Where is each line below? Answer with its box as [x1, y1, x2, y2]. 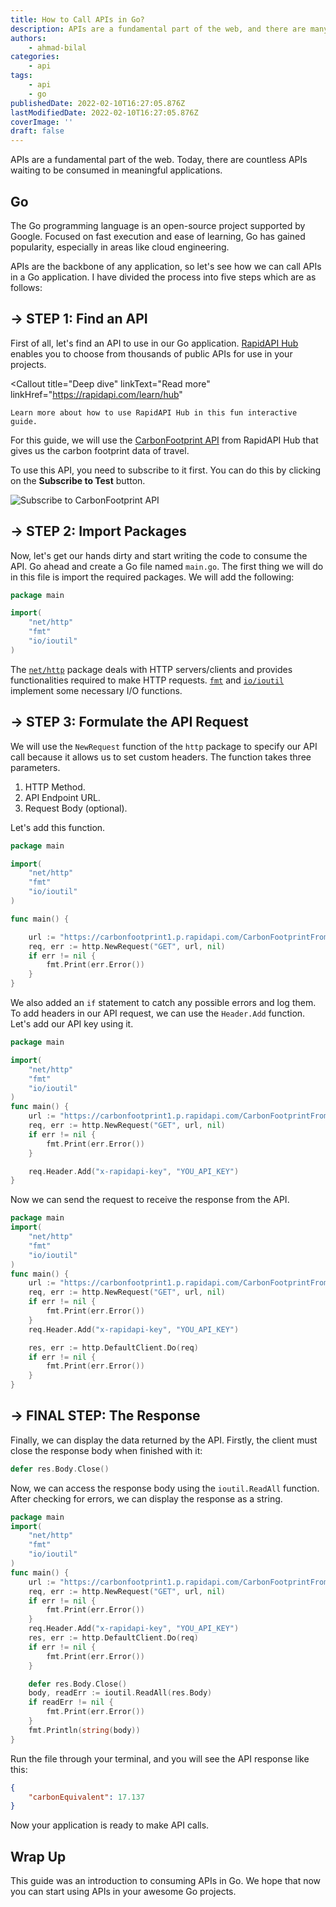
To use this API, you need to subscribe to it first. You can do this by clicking [10, 464, 322, 476]
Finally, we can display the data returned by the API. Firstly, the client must [10, 1434, 318, 1446]
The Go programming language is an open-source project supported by [10, 219, 306, 231]
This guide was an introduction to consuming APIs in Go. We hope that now [10, 1875, 322, 1887]
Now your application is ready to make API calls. [10, 1819, 210, 1831]
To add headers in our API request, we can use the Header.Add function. [10, 1007, 306, 1019]
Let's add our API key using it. [10, 1018, 134, 1030]
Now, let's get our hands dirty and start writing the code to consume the [10, 549, 308, 561]
